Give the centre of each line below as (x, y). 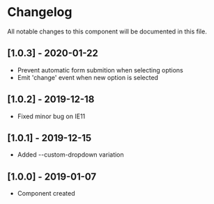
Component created (46, 194)
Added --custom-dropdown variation (70, 155)
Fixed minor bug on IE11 (51, 116)
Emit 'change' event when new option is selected (88, 77)
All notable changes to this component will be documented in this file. (107, 31)
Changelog (40, 12)
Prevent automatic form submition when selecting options (100, 70)
